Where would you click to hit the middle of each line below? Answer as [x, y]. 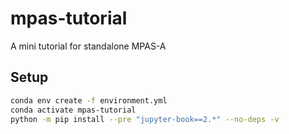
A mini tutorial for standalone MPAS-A [88, 46]
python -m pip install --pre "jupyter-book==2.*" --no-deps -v [145, 119]
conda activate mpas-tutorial [73, 110]
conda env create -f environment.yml [89, 100]
